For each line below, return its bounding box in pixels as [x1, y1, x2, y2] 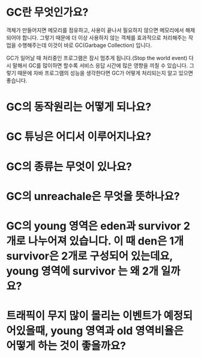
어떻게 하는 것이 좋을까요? [6, 339, 126, 353]
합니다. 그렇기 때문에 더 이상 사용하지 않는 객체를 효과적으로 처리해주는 [22, 34, 187, 41]
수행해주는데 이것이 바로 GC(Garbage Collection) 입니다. [17, 41, 152, 49]
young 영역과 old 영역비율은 [50, 324, 184, 338]
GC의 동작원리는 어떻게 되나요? [6, 100, 152, 114]
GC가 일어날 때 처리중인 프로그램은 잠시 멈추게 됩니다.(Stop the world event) [6, 54, 188, 61]
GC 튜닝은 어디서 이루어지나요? [6, 130, 152, 144]
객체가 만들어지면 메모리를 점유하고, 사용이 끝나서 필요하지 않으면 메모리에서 [6, 26, 184, 34]
